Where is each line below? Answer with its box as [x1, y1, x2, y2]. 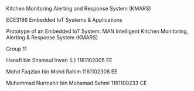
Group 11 [6, 45, 28, 52]
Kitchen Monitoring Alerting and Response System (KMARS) [6, 5, 151, 12]
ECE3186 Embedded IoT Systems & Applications [6, 16, 122, 23]
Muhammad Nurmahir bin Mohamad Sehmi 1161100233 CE [6, 79, 147, 86]
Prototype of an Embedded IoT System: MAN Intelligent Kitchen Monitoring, [6, 28, 189, 35]
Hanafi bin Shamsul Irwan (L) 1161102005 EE [6, 57, 113, 63]
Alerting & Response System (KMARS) [6, 34, 98, 41]
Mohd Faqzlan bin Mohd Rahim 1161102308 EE [6, 68, 118, 75]
